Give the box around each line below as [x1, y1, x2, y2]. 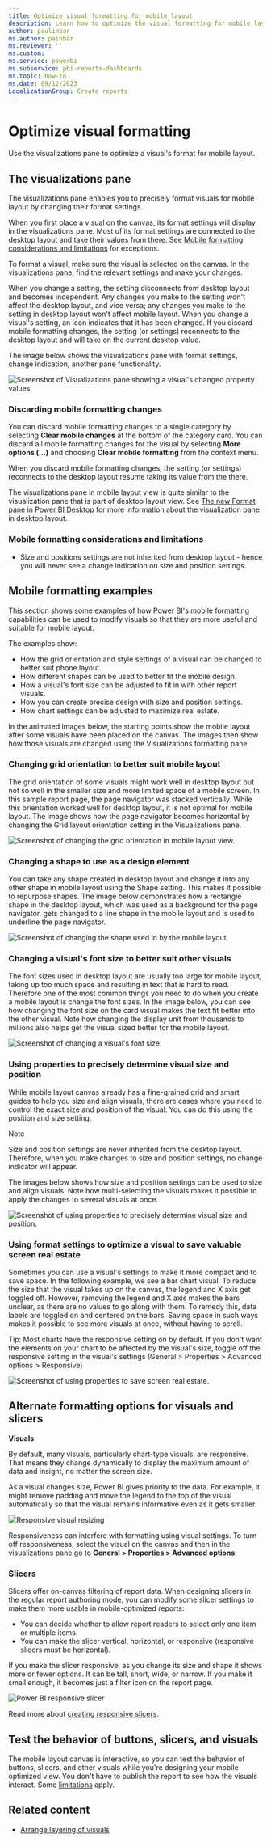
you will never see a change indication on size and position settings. [19, 560, 247, 570]
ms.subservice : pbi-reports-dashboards [8, 65, 143, 73]
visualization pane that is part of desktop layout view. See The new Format [8, 496, 256, 506]
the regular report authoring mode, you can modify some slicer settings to [8, 1595, 254, 1605]
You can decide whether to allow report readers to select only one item [19, 1619, 256, 1629]
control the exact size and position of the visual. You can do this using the [8, 1105, 254, 1114]
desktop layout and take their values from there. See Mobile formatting [8, 235, 244, 245]
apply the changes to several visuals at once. [8, 1194, 159, 1204]
